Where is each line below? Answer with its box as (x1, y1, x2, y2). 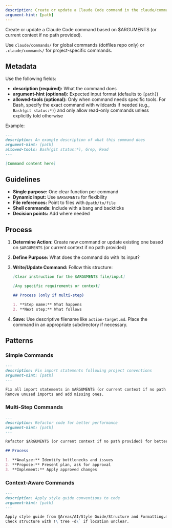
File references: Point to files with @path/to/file (12, 199, 116, 206)
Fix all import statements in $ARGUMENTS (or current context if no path (5, 387, 166, 392)
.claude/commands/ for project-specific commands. (5, 47, 113, 53)
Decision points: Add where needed (12, 211, 90, 217)
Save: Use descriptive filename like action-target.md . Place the (12, 316, 147, 322)
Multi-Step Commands (5, 403, 63, 411)
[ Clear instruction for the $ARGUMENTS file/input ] (12, 274, 125, 279)
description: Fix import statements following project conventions (5, 368, 153, 373)
